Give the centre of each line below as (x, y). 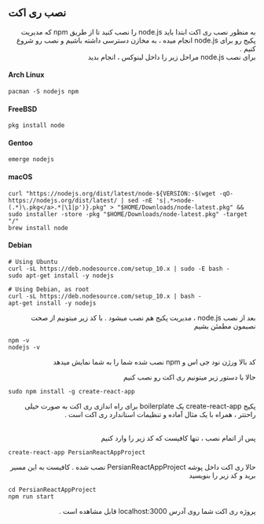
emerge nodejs (31, 159)
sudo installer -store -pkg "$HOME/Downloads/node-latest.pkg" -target (128, 214)
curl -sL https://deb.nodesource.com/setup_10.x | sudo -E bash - (119, 269)
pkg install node (37, 126)
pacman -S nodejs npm (44, 92)
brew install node (38, 228)
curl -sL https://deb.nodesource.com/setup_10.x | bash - (105, 296)
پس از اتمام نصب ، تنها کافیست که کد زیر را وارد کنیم (178, 438)
